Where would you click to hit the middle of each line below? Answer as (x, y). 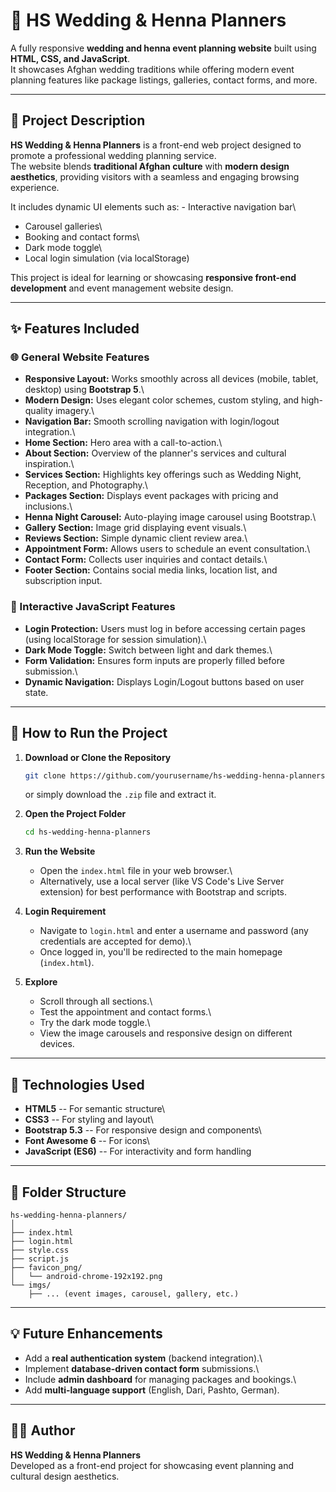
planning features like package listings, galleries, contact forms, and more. (164, 80)
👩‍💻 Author (43, 1430)
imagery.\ (74, 411)
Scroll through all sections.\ (96, 1001)
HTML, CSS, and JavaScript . (70, 58)
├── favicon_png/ (46, 1267)
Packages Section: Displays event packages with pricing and (151, 496)
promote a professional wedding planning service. (113, 155)
